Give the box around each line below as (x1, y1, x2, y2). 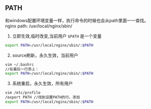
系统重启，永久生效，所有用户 (12, 81, 73, 87)
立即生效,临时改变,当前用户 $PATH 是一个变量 (12, 33, 102, 39)
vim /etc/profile (5, 90, 41, 95)
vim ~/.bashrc (5, 62, 34, 67)
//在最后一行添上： (5, 66, 39, 71)
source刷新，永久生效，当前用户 (12, 52, 79, 58)
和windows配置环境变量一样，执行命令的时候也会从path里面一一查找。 (5, 17, 149, 23)
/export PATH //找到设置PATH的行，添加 (5, 95, 80, 100)
